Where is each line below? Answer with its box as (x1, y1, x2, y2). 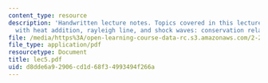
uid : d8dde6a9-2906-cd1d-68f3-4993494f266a (8, 63, 156, 71)
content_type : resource (8, 11, 88, 20)
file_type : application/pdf (8, 41, 102, 49)
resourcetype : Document (8, 48, 88, 56)
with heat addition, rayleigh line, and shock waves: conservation (15, 26, 245, 34)
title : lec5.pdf (8, 56, 62, 64)
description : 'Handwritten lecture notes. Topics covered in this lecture (8, 19, 262, 27)
